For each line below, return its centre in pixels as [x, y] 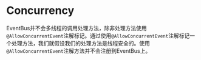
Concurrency [40, 11]
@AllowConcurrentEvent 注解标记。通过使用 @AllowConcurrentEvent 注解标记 [98, 35]
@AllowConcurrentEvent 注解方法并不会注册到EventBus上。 [79, 51]
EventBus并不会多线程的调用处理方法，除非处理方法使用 [77, 28]
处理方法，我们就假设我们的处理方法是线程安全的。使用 [80, 43]
